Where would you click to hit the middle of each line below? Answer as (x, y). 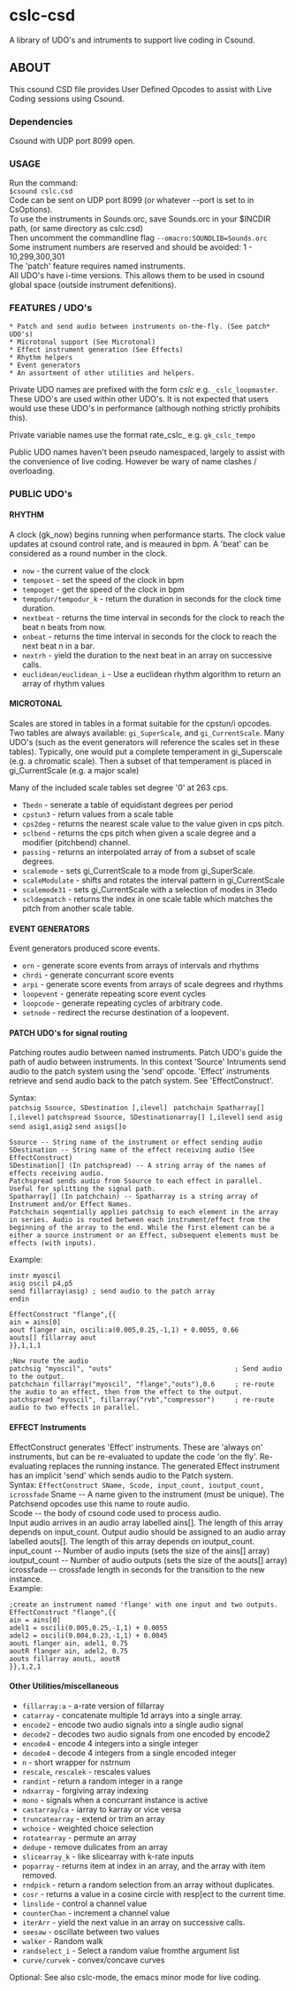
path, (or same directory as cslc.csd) (76, 229)
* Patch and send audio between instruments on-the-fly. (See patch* (140, 326)
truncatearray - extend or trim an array (93, 1818)
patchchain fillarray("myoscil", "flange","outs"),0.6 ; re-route (142, 1384)
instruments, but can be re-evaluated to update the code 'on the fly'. (133, 1456)
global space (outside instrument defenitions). (93, 285)
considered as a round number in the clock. (88, 553)
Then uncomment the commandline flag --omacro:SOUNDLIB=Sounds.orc (138, 238)
